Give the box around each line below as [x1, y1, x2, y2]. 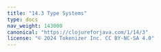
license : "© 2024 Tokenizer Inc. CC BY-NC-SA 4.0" [7, 35, 155, 42]
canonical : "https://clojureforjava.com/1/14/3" [7, 28, 149, 36]
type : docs [7, 16, 38, 23]
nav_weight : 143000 [7, 22, 63, 29]
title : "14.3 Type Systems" [7, 9, 88, 17]
